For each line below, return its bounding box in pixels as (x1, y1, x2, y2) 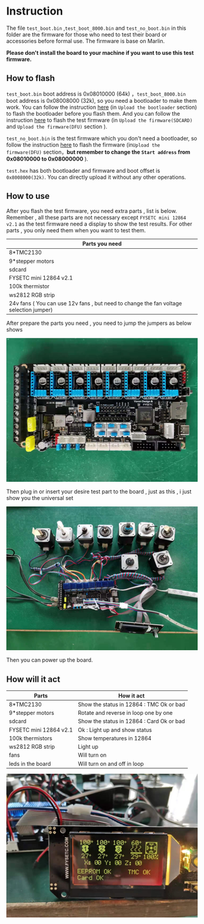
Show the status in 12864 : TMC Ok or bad (78, 701, 185, 708)
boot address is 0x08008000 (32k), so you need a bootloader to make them (6, 97, 197, 104)
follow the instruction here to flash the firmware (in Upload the (6, 141, 160, 148)
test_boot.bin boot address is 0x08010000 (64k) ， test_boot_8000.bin (6, 90, 186, 97)
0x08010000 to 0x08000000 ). (6, 155, 89, 162)
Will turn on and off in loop (78, 760, 144, 767)
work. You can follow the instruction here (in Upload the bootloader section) (6, 103, 197, 111)
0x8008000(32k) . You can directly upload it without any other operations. (6, 173, 186, 181)
